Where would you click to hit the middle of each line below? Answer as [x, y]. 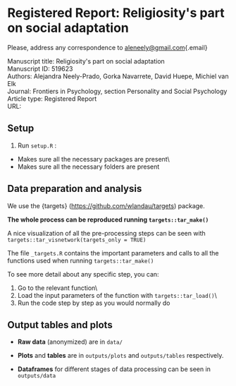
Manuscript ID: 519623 [40, 68]
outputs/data [37, 376]
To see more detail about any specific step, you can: [83, 274]
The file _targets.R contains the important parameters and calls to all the [113, 253]
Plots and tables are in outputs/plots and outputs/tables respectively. [120, 356]
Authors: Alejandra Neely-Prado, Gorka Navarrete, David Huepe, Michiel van [118, 76]
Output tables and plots [60, 325]
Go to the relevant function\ [57, 288]
